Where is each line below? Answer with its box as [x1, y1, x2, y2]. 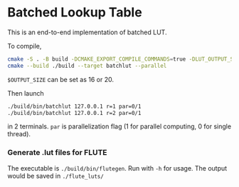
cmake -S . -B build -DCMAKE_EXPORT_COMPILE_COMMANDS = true [7, 55, 186, 63]
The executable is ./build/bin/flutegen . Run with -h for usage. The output [7, 163, 228, 172]
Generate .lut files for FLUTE [7, 148, 107, 158]
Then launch [7, 89, 44, 97]
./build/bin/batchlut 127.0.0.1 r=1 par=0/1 [7, 103, 142, 110]
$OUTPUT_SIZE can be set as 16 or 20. [7, 75, 114, 84]
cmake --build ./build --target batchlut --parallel [7, 62, 167, 69]
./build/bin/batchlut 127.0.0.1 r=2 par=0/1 [7, 109, 142, 116]
